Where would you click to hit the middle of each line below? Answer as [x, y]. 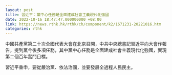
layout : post [19, 10]
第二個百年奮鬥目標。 [28, 57]
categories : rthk [24, 29]
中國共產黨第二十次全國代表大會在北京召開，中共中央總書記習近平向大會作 [84, 44]
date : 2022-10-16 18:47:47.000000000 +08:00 [53, 19]
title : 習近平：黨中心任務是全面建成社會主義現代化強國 [57, 15]
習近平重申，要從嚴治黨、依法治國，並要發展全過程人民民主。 [70, 67]
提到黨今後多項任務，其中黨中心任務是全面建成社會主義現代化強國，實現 [90, 50]
